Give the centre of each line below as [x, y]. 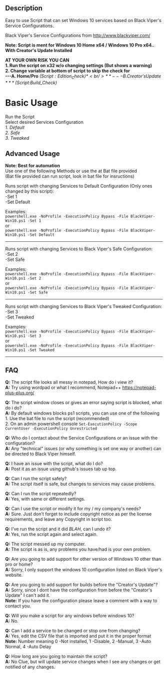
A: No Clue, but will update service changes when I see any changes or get [83, 662]
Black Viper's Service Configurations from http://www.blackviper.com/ [78, 35]
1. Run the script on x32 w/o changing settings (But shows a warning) [79, 65]
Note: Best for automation [32, 166]
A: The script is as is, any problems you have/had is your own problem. [78, 549]
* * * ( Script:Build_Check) [31, 83]
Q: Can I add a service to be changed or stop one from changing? [73, 631]
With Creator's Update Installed [39, 50]
